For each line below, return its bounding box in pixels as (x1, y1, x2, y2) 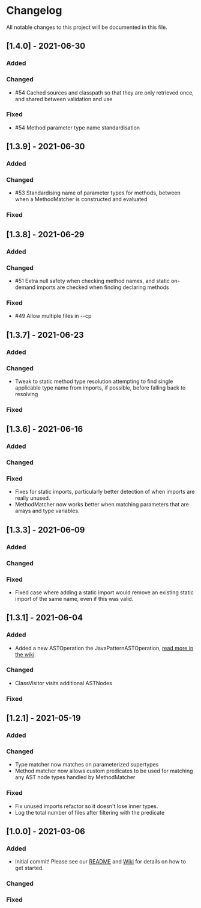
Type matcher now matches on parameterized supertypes (14, 761, 159, 768)
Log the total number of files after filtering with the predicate (14, 809, 165, 816)
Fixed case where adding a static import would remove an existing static (14, 588, 194, 596)
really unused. (14, 494, 50, 502)
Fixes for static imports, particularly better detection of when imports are (14, 488, 195, 496)
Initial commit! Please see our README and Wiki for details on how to (14, 858, 186, 865)
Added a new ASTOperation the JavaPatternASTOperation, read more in (14, 644, 194, 651)
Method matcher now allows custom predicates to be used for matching (14, 767, 193, 774)
